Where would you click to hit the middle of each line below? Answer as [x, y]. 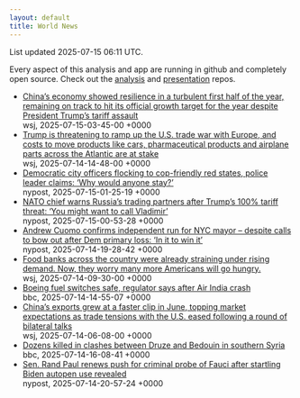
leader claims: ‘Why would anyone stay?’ [98, 182]
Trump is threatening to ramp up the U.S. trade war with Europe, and [149, 134]
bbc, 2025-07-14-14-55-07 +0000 [86, 297]
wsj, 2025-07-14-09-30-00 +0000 [87, 278]
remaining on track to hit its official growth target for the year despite [150, 105]
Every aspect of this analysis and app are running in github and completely [148, 69]
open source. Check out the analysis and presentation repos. [123, 78]
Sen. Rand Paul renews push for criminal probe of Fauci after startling [151, 364]
